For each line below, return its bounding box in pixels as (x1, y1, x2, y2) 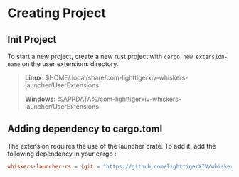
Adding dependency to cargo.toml (7, 123, 163, 135)
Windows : (24, 95, 55, 103)
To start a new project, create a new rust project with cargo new (7, 52, 193, 60)
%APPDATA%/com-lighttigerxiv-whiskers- (56, 95, 181, 103)
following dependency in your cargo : (7, 149, 117, 158)
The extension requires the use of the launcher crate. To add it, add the (7, 141, 216, 150)
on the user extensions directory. (21, 60, 119, 68)
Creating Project (7, 5, 107, 21)
